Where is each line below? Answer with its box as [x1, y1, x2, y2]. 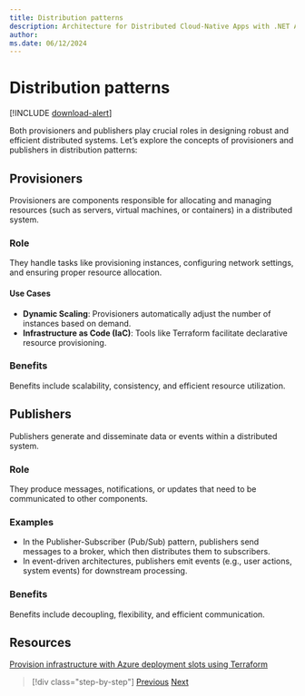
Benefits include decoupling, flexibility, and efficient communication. [9, 609, 265, 620]
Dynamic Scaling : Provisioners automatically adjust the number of [22, 308, 271, 319]
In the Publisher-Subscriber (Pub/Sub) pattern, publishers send [22, 536, 260, 547]
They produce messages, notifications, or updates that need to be [9, 483, 257, 495]
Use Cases [9, 288, 52, 299]
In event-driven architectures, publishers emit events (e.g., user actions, [22, 555, 292, 567]
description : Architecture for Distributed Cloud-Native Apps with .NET [9, 22, 290, 31]
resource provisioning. [22, 337, 107, 348]
